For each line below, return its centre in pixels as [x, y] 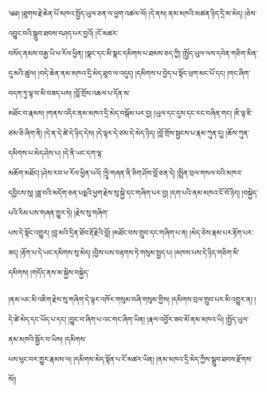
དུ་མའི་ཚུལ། [22, 73]
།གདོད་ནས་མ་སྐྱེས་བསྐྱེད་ [60, 272]
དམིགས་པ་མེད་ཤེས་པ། [35, 153]
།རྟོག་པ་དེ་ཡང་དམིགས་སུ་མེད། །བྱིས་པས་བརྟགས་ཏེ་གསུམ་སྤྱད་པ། [96, 252]
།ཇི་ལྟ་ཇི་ [243, 113]
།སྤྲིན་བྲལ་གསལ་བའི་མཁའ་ [209, 173]
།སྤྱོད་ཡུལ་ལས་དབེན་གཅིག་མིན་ [220, 53]
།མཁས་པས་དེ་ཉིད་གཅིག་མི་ [207, 252]
